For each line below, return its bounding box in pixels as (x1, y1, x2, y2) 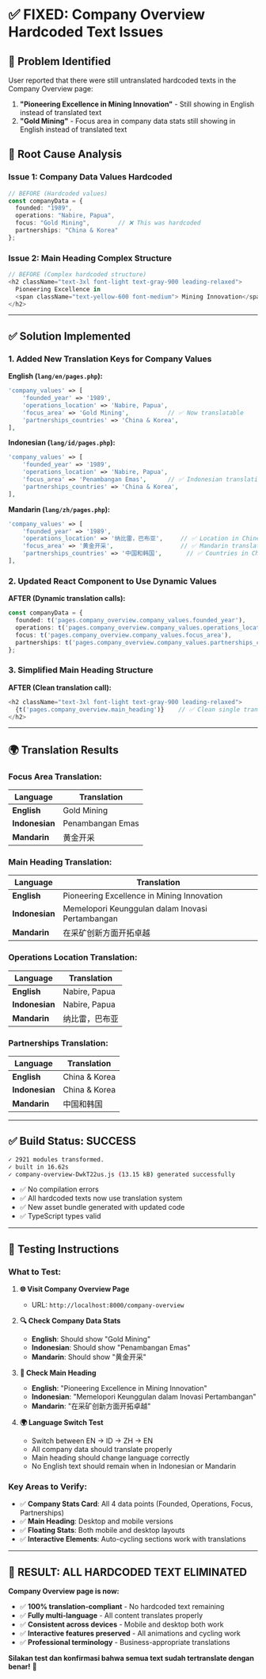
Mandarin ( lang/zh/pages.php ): (8, 504, 111, 514)
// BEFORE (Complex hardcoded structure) (8, 271, 147, 279)
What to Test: (8, 1266, 62, 1277)
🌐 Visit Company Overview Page (19, 1284, 130, 1294)
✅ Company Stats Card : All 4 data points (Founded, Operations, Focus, (19, 1499, 253, 1509)
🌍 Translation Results (8, 743, 119, 757)
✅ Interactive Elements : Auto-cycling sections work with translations (19, 1535, 247, 1544)
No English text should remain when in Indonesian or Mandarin (31, 1461, 236, 1471)
